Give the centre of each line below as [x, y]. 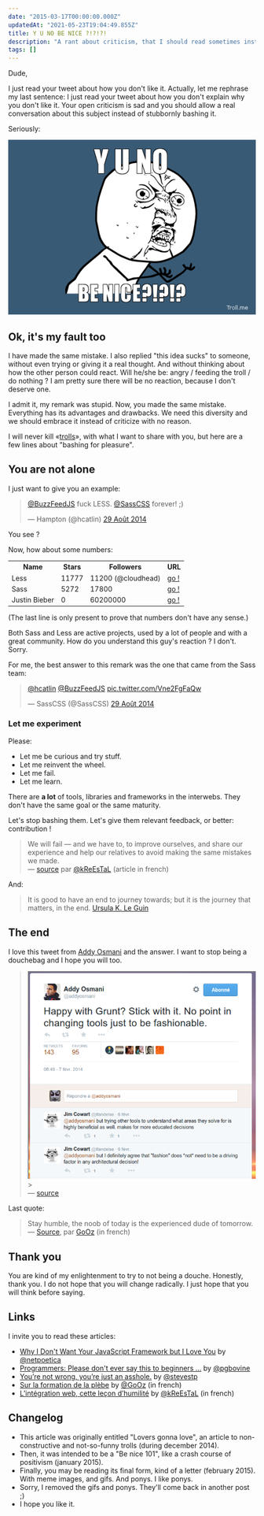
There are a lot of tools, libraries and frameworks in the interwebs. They [125, 796]
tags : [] [22, 50]
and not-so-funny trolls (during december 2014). [141, 1445]
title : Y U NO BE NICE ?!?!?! [58, 33]
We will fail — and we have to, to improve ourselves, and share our [135, 843]
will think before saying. [46, 1292]
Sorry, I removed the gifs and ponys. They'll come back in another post [134, 1487]
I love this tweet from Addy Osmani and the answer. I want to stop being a [128, 951]
